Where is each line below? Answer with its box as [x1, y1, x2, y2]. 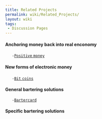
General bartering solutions [5, 86, 64, 92]
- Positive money [11, 53, 45, 58]
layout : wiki [5, 16, 32, 21]
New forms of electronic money [5, 63, 72, 70]
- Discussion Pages [7, 26, 48, 31]
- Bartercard [11, 97, 37, 102]
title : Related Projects [5, 7, 57, 12]
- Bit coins [11, 76, 33, 81]
